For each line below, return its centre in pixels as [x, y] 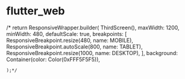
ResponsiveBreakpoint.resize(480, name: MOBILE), [70, 40]
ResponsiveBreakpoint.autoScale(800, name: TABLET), [74, 47]
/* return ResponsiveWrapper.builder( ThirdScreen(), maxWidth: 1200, [93, 28]
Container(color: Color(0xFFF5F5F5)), [53, 59]
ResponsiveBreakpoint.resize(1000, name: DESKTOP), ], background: [92, 53]
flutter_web [36, 11]
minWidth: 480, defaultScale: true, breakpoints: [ [67, 34]
